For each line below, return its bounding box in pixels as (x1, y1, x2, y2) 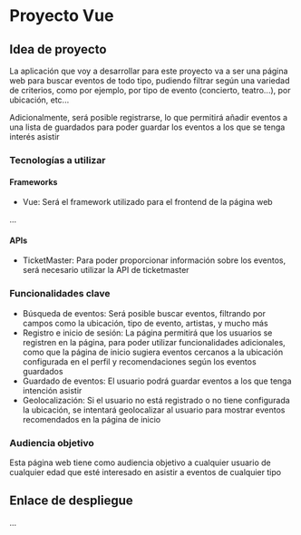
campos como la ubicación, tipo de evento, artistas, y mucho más (22, 317, 269, 328)
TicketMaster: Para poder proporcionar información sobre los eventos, (22, 255, 286, 266)
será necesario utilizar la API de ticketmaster (22, 265, 189, 276)
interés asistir (9, 131, 61, 141)
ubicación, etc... (9, 94, 70, 105)
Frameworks (9, 176, 58, 187)
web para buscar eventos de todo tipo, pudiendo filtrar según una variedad (9, 75, 290, 86)
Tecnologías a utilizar (9, 153, 106, 166)
